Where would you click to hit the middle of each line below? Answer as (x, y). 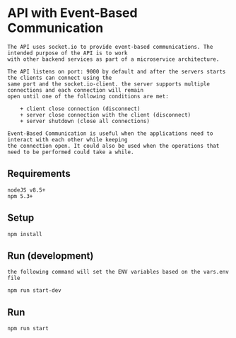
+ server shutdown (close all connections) (85, 121)
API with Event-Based (72, 13)
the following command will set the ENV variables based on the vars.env (118, 272)
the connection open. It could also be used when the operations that (113, 146)
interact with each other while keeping (68, 139)
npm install (25, 234)
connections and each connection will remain (75, 90)
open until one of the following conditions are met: (88, 96)
